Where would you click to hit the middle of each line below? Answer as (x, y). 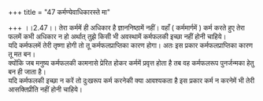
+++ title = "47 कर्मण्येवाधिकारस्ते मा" (59, 12)
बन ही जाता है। (27, 72)
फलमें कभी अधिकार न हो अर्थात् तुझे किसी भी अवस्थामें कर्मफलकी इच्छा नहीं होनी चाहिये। (117, 36)
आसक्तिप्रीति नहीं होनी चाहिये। (45, 89)
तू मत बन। (22, 54)
